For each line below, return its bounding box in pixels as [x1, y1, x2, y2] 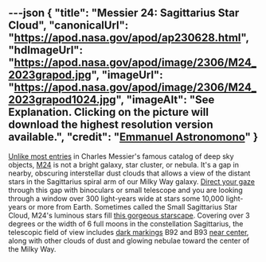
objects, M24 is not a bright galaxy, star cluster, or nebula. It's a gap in [8, 160, 240, 169]
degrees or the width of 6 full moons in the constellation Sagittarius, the [8, 218, 244, 229]
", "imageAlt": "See [115, 93, 215, 106]
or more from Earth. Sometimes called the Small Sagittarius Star [28, 202, 237, 211]
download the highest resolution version [8, 118, 213, 132]
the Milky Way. [8, 244, 57, 253]
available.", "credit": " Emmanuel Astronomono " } [8, 130, 259, 144]
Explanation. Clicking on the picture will [8, 106, 209, 119]
